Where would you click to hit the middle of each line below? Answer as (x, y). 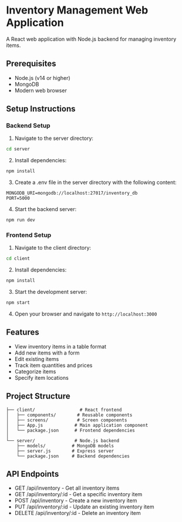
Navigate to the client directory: (53, 248)
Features (23, 332)
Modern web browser (41, 90)
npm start (18, 303)
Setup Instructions (41, 109)
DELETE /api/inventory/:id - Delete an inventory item (77, 513)
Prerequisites (31, 64)
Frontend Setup (29, 235)
